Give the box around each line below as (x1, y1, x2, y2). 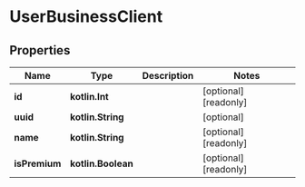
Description (142, 70, 194, 82)
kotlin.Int (69, 91, 109, 103)
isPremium (14, 157, 62, 170)
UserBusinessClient (9, 6, 163, 27)
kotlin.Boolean (69, 157, 133, 170)
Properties (9, 43, 71, 58)
